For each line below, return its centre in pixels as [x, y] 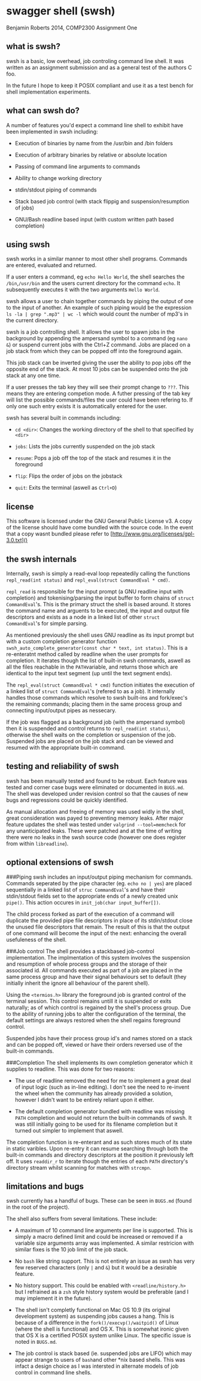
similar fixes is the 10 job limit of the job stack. [71, 1250]
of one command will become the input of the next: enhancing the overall [96, 933]
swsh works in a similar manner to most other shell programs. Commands [97, 259]
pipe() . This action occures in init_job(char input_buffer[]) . [83, 902]
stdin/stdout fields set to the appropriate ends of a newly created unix [92, 896]
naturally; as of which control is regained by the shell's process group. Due [99, 1007]
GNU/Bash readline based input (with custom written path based [94, 219]
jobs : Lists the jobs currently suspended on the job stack [85, 447]
